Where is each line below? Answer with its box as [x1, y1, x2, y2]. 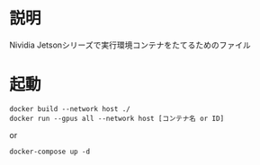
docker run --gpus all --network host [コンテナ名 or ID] [9, 114, 225, 123]
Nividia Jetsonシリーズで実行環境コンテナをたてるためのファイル [9, 39, 251, 50]
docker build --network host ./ [9, 104, 130, 113]
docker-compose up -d [9, 147, 91, 156]
